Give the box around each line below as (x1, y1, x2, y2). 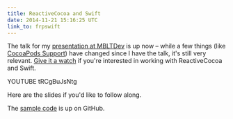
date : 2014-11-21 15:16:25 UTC (7, 17, 98, 24)
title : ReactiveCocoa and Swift (7, 10, 101, 17)
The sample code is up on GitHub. (7, 104, 105, 113)
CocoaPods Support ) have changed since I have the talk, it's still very (7, 49, 207, 57)
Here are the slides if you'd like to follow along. (7, 91, 142, 99)
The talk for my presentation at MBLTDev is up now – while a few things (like (7, 42, 226, 51)
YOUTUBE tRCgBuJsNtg (7, 77, 78, 86)
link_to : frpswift (7, 23, 61, 30)
